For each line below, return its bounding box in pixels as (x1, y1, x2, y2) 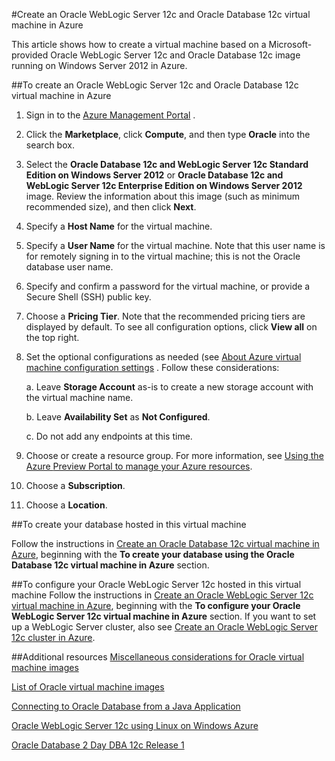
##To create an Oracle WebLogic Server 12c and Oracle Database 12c (11, 79, 299, 91)
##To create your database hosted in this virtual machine (11, 519, 247, 530)
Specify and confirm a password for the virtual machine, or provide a (25, 280, 311, 292)
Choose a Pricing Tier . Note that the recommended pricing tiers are (25, 310, 306, 322)
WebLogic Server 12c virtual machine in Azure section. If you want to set (11, 610, 317, 622)
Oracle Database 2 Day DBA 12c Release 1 (11, 739, 185, 751)
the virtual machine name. (25, 392, 134, 403)
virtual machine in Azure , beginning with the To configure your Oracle (11, 600, 301, 611)
